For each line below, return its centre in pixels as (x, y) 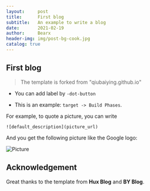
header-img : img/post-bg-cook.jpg (48, 39)
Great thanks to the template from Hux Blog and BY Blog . (75, 182)
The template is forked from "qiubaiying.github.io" (81, 82)
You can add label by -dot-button (55, 93)
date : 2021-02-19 (35, 28)
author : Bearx (28, 33)
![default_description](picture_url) (52, 127)
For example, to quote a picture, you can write (62, 116)
